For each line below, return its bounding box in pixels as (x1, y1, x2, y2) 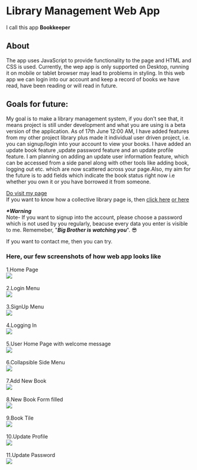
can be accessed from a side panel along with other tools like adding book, (6, 159, 189, 166)
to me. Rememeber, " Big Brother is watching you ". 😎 (6, 226, 137, 233)
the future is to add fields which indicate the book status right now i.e (6, 172, 175, 179)
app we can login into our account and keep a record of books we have (6, 75, 180, 82)
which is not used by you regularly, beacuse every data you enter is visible (6, 220, 188, 227)
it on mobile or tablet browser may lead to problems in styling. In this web (6, 69, 185, 77)
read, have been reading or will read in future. (6, 82, 118, 89)
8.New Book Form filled (6, 396, 63, 403)
